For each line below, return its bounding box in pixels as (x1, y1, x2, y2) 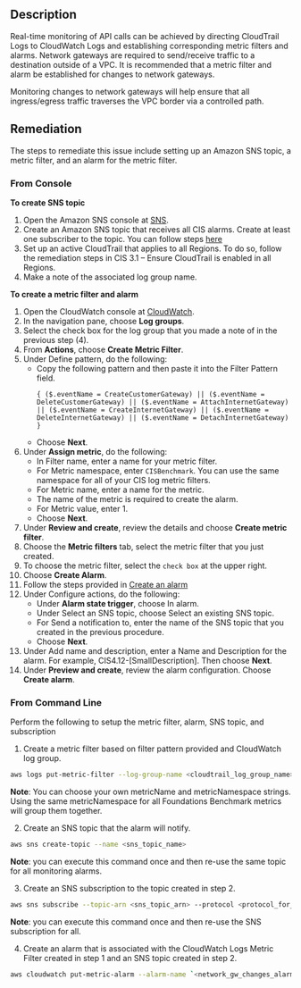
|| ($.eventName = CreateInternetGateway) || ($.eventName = (36, 406, 269, 414)
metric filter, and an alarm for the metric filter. (10, 155, 178, 165)
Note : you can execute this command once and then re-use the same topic (10, 856, 287, 867)
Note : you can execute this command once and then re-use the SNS (10, 916, 262, 927)
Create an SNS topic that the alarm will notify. (22, 823, 191, 833)
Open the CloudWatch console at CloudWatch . (22, 306, 195, 316)
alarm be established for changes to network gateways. (10, 69, 215, 80)
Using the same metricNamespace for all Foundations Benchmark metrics (10, 796, 282, 807)
